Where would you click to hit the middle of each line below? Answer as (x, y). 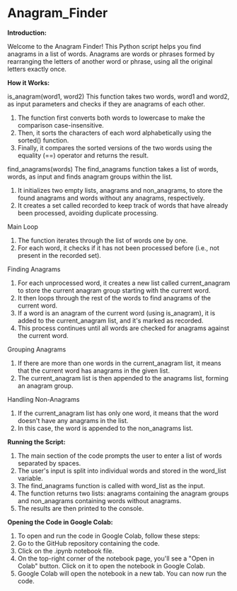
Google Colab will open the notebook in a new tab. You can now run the (122, 573)
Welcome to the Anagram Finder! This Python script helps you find (104, 46)
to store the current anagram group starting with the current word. (114, 290)
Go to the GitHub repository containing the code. (89, 543)
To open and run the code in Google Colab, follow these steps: (109, 536)
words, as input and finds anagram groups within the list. (90, 176)
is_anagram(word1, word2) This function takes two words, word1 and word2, (118, 96)
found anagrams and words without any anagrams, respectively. (111, 198)
